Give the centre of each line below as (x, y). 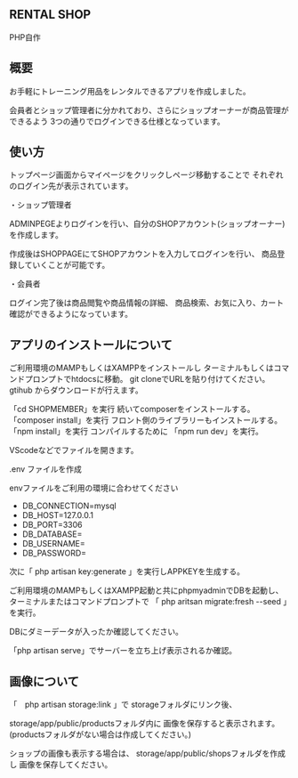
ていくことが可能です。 (67, 265)
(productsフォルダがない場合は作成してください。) (101, 734)
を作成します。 (36, 235)
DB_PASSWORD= (54, 553)
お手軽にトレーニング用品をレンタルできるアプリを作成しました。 (130, 91)
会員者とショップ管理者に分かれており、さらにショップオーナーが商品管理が (149, 109)
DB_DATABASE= (52, 534)
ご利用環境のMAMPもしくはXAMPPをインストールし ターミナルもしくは (141, 368)
